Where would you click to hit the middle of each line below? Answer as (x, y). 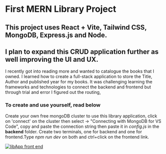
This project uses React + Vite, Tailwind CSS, (76, 27)
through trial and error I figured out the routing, (53, 92)
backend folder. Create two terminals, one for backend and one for (74, 131)
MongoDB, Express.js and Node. (56, 35)
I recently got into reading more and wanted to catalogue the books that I (80, 71)
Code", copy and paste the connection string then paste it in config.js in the (82, 126)
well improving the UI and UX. (52, 59)
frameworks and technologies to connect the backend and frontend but (78, 87)
